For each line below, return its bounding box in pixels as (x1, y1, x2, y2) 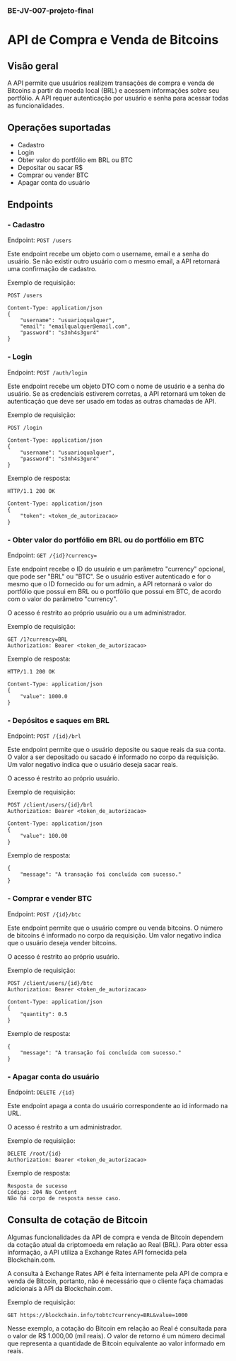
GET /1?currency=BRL (7, 636, 69, 643)
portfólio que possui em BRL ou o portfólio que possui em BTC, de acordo (7, 587, 222, 596)
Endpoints (7, 199, 54, 211)
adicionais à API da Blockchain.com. (7, 1284, 113, 1292)
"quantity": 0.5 (20, 1010, 69, 1018)
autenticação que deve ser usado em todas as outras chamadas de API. (7, 397, 217, 405)
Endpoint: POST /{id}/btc (7, 909, 81, 918)
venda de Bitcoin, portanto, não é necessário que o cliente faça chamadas (7, 1277, 224, 1285)
